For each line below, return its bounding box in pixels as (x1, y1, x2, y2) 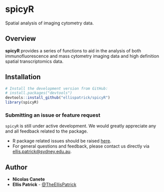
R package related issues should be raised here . (12, 138, 112, 144)
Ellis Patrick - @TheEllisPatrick (12, 182, 77, 188)
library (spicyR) (5, 100, 39, 105)
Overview (5, 34, 36, 43)
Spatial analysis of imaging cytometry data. (5, 20, 94, 26)
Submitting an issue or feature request (5, 111, 101, 118)
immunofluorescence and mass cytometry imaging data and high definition (5, 53, 160, 59)
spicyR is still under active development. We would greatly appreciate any (5, 123, 156, 129)
